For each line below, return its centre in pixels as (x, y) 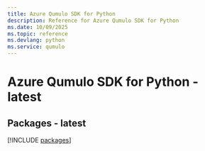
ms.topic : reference (38, 34)
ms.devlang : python (36, 40)
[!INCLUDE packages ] (39, 140)
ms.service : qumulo (36, 47)
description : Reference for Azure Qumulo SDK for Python (93, 21)
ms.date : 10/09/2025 (38, 27)
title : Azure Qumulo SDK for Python (61, 14)
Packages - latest (47, 123)
